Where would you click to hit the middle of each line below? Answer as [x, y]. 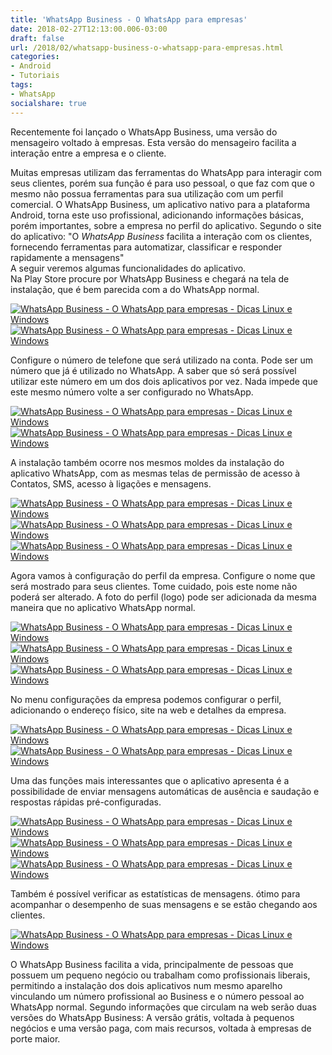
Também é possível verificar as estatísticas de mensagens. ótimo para [155, 893]
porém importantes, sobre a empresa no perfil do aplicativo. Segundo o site [166, 225]
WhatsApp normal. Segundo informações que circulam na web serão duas [163, 1007]
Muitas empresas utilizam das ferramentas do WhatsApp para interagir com [166, 172]
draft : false [37, 38]
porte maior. [35, 1038]
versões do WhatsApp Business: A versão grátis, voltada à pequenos [152, 1017]
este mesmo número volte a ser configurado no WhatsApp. [132, 392]
